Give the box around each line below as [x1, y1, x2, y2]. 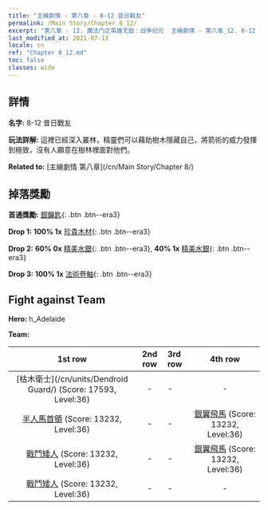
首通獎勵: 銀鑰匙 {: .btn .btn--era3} [8, 210, 121, 219]
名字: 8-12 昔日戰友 [8, 117, 72, 128]
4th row [210, 354, 241, 365]
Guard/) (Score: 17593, [27, 384, 117, 395]
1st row [57, 354, 88, 365]
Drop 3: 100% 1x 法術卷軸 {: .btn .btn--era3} [8, 269, 152, 279]
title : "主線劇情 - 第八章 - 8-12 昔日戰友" [8, 11, 146, 20]
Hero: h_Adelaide [8, 314, 65, 324]
